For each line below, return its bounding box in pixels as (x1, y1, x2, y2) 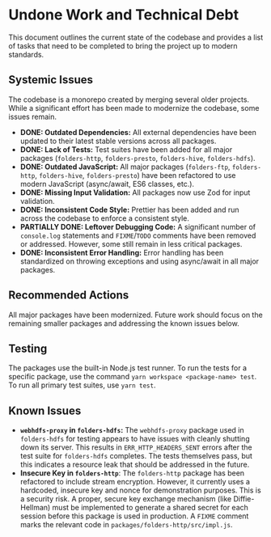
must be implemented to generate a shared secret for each (52, 503, 249, 513)
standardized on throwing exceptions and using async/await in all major (19, 256, 260, 266)
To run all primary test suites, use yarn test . (8, 380, 156, 390)
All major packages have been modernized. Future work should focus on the (8, 310, 263, 319)
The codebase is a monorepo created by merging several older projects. (8, 95, 249, 104)
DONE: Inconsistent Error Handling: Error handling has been (19, 247, 224, 257)
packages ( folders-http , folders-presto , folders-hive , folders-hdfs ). (19, 153, 256, 163)
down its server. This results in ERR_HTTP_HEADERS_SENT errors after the (19, 442, 252, 452)
